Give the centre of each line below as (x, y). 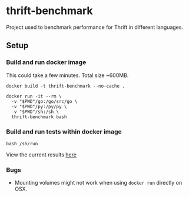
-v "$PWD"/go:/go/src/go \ (44, 101)
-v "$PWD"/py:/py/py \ (39, 106)
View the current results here (41, 155)
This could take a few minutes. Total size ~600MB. (67, 75)
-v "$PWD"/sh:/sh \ (35, 112)
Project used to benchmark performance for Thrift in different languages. (95, 27)
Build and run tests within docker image (64, 132)
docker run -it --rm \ (34, 96)
